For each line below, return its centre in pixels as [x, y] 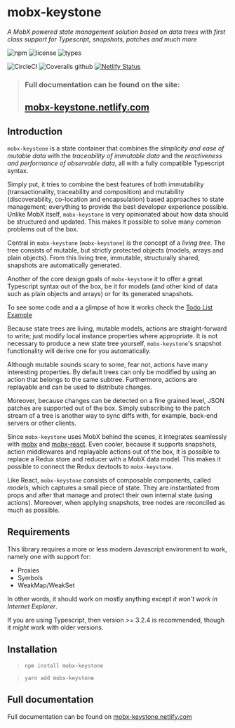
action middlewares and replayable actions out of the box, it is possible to [113, 452]
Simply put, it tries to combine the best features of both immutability [106, 184]
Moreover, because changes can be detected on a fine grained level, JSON [116, 401]
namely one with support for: [49, 556]
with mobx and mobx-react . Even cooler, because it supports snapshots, [112, 445]
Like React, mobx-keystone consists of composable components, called [109, 480]
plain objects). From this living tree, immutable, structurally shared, [103, 258]
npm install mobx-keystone [64, 665]
